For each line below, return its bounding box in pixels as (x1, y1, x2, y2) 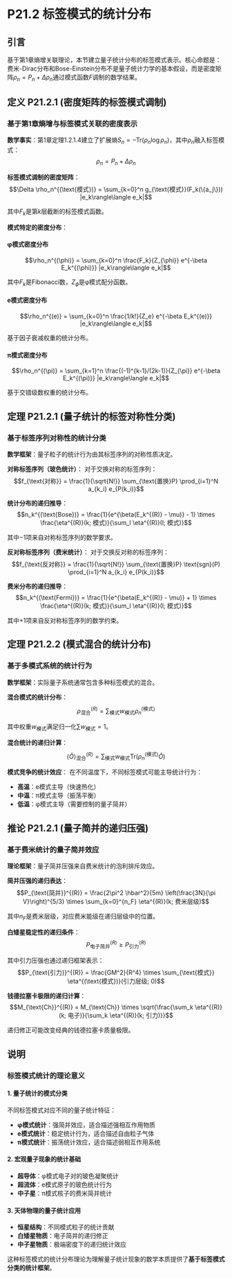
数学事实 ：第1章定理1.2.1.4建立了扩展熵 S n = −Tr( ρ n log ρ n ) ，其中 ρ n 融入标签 (7, 136, 219, 146)
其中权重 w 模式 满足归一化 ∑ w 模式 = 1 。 (7, 722, 113, 732)
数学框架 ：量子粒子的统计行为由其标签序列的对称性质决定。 (7, 450, 177, 458)
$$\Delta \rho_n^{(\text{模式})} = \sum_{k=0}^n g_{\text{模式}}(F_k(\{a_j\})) (9, 185, 223, 194)
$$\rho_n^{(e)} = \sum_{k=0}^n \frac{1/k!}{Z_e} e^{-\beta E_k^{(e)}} (19, 312, 213, 321)
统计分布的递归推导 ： (7, 499, 68, 507)
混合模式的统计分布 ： (7, 693, 68, 701)
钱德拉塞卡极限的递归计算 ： (7, 992, 86, 1000)
